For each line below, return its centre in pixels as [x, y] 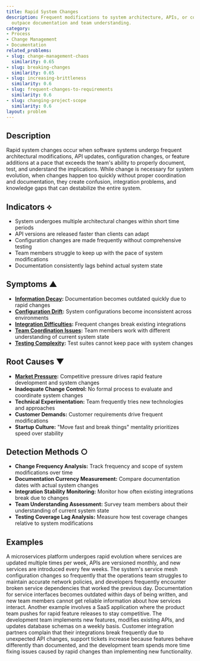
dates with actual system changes [57, 485]
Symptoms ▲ [32, 284]
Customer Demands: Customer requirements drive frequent [89, 414]
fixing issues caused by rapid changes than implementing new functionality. [99, 651]
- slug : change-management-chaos [48, 56]
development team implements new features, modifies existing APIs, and [95, 620]
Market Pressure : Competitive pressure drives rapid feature [88, 376]
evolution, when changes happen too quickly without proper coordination [96, 175]
